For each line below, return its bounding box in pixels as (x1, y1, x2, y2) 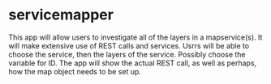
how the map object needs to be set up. (8, 66, 142, 76)
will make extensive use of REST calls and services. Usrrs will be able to (8, 40, 250, 50)
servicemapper (8, 6, 114, 24)
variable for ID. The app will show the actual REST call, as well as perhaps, (8, 58, 257, 68)
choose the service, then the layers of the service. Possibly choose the (8, 49, 246, 59)
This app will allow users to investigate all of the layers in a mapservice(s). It (8, 32, 263, 42)
